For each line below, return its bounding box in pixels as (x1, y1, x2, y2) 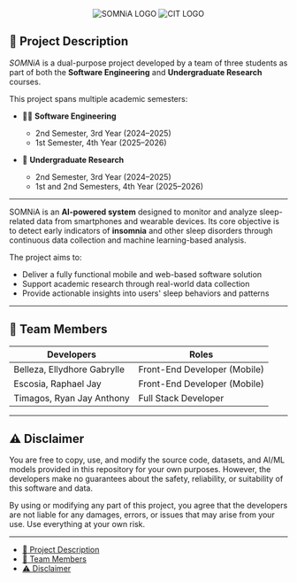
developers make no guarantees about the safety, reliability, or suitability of (9, 474, 284, 485)
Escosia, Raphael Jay (13, 377, 102, 390)
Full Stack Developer (138, 392, 225, 404)
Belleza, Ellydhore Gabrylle (13, 363, 126, 376)
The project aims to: (9, 252, 82, 262)
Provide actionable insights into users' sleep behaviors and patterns (21, 288, 270, 299)
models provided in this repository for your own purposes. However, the (9, 464, 271, 475)
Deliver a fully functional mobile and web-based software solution (21, 268, 263, 279)
